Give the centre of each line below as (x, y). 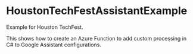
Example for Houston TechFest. (45, 27)
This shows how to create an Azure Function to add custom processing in (96, 38)
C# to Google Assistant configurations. (54, 45)
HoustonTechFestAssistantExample (97, 11)
